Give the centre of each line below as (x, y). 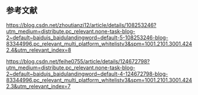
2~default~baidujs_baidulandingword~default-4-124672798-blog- (87, 74)
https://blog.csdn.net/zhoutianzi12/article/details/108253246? (81, 25)
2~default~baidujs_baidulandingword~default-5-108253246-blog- (87, 38)
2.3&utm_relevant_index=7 (38, 86)
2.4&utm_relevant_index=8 (39, 50)
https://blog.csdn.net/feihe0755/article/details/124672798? (78, 61)
